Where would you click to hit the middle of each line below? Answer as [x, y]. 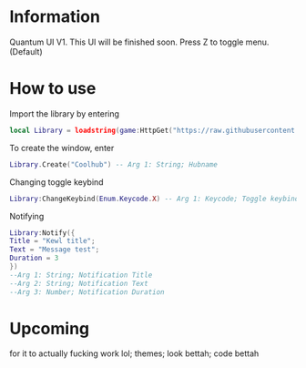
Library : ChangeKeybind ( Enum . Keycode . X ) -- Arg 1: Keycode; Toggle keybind [154, 199]
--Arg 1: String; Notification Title [81, 275]
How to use [53, 89]
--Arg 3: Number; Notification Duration [87, 292]
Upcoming [50, 328]
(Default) [26, 51]
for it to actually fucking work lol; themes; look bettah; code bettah [134, 353]
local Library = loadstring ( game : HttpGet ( [91, 130]
